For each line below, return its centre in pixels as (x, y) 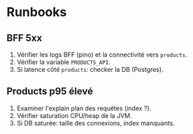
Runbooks (37, 12)
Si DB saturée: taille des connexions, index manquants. (96, 123)
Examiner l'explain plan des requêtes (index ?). (84, 108)
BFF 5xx (24, 38)
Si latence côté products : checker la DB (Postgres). (90, 69)
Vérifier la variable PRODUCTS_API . (64, 62)
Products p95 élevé (50, 91)
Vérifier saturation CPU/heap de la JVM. (74, 115)
